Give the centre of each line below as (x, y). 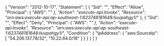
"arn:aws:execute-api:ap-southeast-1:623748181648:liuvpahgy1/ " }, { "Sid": (82, 17)
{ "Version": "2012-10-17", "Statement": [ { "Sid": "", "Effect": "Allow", (75, 7)
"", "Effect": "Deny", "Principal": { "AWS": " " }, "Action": (61, 23)
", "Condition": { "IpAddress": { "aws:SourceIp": (110, 33)
